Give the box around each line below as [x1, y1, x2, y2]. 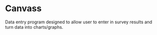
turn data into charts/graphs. [5, 24, 63, 30]
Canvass [5, 3, 42, 14]
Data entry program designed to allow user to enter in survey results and [5, 19, 153, 25]
